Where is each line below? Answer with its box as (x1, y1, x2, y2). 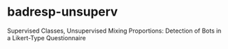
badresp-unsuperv (7, 4, 118, 20)
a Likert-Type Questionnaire (7, 33, 86, 42)
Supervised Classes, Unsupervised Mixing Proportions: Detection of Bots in (7, 27, 222, 35)
